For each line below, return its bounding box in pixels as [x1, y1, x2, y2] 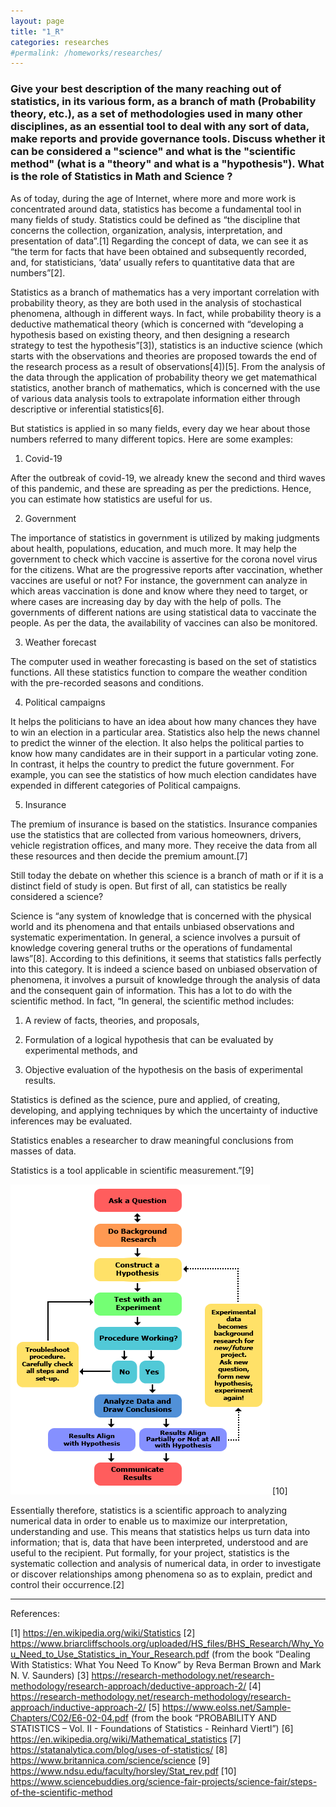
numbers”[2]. [10, 266, 66, 279]
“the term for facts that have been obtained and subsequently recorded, [10, 245, 307, 257]
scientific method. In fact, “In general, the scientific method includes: [10, 995, 295, 1007]
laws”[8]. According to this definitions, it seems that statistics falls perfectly [10, 952, 322, 964]
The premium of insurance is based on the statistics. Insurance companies [10, 818, 318, 830]
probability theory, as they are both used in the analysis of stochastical [10, 296, 302, 309]
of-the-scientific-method [10, 1786, 113, 1798]
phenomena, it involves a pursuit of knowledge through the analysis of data [10, 973, 321, 985]
